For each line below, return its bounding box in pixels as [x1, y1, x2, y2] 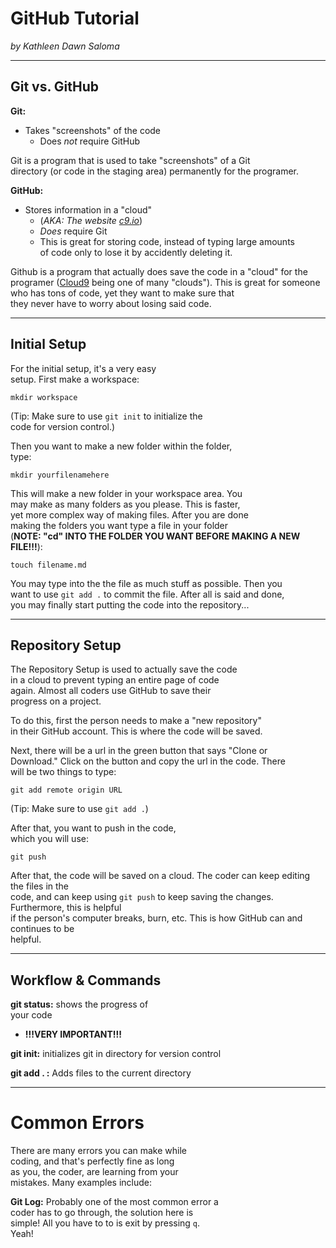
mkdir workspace [10, 392, 78, 402]
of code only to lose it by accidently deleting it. [39, 246, 233, 258]
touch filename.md [10, 560, 87, 570]
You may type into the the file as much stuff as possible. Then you [10, 577, 283, 589]
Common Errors [10, 1112, 145, 1134]
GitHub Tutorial [10, 7, 140, 30]
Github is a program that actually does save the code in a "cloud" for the [10, 265, 308, 277]
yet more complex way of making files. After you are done [10, 508, 249, 521]
